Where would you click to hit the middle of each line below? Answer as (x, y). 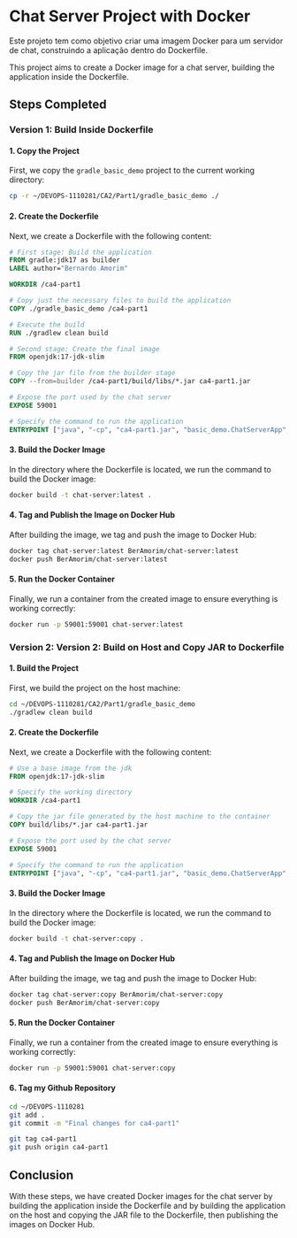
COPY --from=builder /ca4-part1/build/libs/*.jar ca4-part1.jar (130, 381)
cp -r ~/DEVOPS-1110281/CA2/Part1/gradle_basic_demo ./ (114, 196)
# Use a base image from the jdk (71, 768)
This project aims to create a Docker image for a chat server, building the (142, 67)
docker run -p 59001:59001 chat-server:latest (96, 624)
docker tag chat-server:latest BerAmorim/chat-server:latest (124, 550)
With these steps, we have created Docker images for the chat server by (141, 1196)
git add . (27, 1115)
